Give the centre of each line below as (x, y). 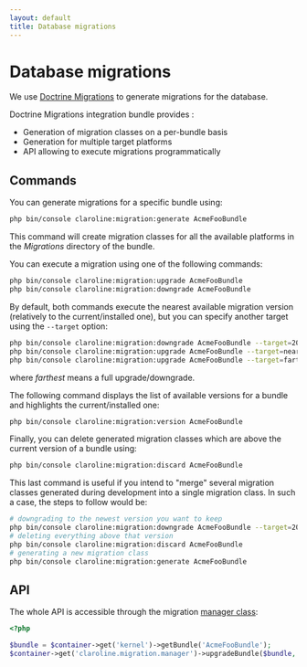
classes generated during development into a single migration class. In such (153, 492)
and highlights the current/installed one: (85, 405)
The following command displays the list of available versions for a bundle (149, 395)
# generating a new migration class (79, 553)
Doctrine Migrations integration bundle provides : (102, 114)
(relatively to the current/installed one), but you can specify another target (149, 316)
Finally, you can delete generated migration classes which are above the (145, 439)
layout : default (40, 18)
